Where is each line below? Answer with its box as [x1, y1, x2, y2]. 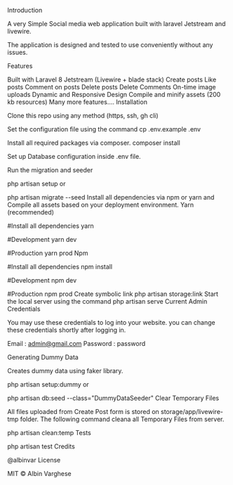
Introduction [7, 6, 43, 14]
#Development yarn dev [7, 235, 77, 243]
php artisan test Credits [7, 442, 75, 451]
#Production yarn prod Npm [7, 249, 88, 257]
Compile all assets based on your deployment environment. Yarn [7, 200, 194, 209]
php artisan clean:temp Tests [7, 429, 91, 436]
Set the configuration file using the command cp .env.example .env [7, 125, 201, 133]
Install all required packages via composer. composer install [7, 138, 180, 147]
